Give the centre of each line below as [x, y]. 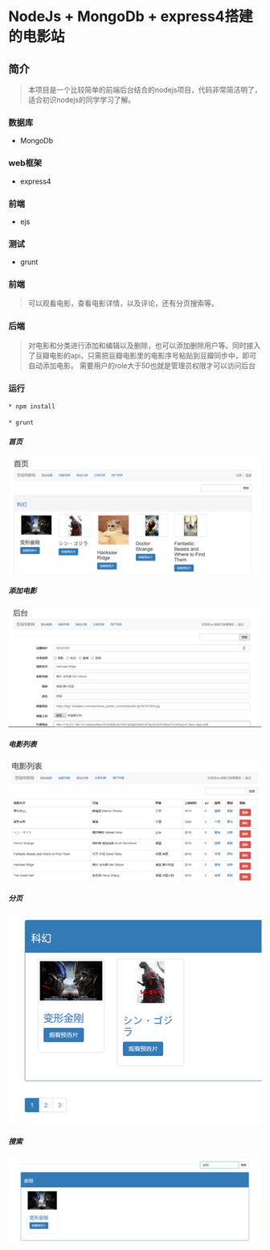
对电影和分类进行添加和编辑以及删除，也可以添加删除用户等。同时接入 [144, 345]
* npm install [32, 407]
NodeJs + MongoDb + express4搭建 [131, 17]
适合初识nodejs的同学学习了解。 [81, 100]
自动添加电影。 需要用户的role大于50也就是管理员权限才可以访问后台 [141, 365]
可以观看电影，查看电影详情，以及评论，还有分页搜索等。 [123, 304]
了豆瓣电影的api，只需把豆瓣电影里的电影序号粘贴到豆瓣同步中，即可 [142, 355]
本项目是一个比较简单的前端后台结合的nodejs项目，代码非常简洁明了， [145, 90]
